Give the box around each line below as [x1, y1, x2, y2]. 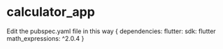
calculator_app [6, 4, 95, 20]
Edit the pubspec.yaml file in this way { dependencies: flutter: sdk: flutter [6, 27, 216, 35]
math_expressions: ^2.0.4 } [6, 34, 85, 42]
